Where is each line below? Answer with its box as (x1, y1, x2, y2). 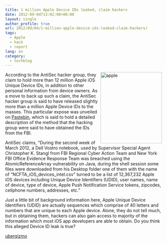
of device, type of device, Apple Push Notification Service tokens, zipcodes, (5, 182, 162, 188)
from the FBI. (5, 130, 32, 136)
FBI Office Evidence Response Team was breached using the (5, 155, 130, 162)
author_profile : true (5, 21, 50, 26)
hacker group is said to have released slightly (5, 98, 98, 105)
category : (5, 53, 26, 59)
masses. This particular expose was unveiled (5, 109, 97, 115)
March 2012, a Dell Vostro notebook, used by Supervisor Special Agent (5, 145, 151, 151)
